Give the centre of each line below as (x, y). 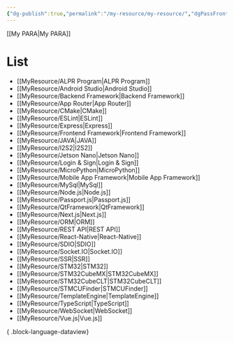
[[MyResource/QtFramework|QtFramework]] (80, 207)
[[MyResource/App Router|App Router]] (74, 103)
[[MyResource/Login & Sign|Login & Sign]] (78, 162)
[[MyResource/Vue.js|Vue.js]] (59, 318)
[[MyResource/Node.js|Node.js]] (64, 192)
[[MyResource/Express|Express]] (65, 125)
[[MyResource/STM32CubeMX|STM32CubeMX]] (87, 273)
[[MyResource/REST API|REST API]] (68, 229)
